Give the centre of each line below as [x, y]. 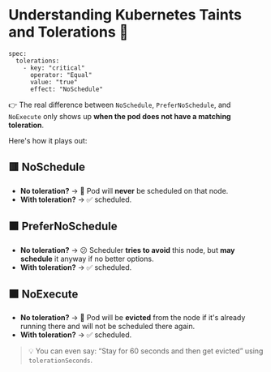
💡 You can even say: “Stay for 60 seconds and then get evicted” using [146, 351]
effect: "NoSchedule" [67, 89]
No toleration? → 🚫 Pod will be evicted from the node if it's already [133, 318]
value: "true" [54, 82]
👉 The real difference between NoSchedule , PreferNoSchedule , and [120, 105]
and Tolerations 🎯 [69, 32]
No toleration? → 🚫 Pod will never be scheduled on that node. [124, 190]
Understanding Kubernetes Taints [125, 15]
